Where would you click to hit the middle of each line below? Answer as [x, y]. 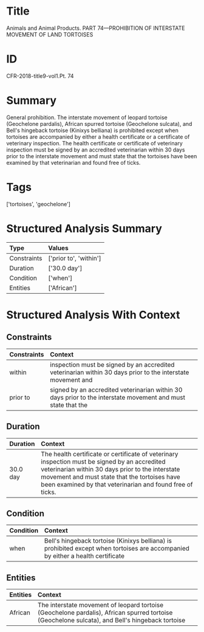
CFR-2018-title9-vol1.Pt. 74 [40, 76]
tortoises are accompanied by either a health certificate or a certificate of [98, 137]
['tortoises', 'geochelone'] [39, 204]
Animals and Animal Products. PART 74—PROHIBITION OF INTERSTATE [96, 28]
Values [58, 248]
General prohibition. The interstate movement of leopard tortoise [87, 117]
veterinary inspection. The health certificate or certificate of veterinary [95, 143]
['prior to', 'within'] [75, 258]
